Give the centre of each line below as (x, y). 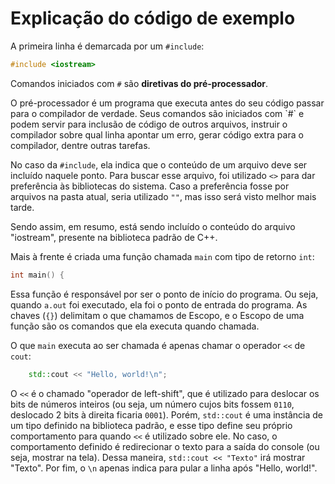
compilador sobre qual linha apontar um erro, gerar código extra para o (157, 134)
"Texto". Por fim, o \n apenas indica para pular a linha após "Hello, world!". (164, 468)
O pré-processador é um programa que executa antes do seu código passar (167, 103)
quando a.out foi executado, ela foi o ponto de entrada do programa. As (159, 304)
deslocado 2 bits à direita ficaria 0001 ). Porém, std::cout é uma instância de (166, 414)
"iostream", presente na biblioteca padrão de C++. (114, 237)
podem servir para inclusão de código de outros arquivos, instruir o (149, 124)
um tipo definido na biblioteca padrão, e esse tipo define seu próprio (151, 425)
